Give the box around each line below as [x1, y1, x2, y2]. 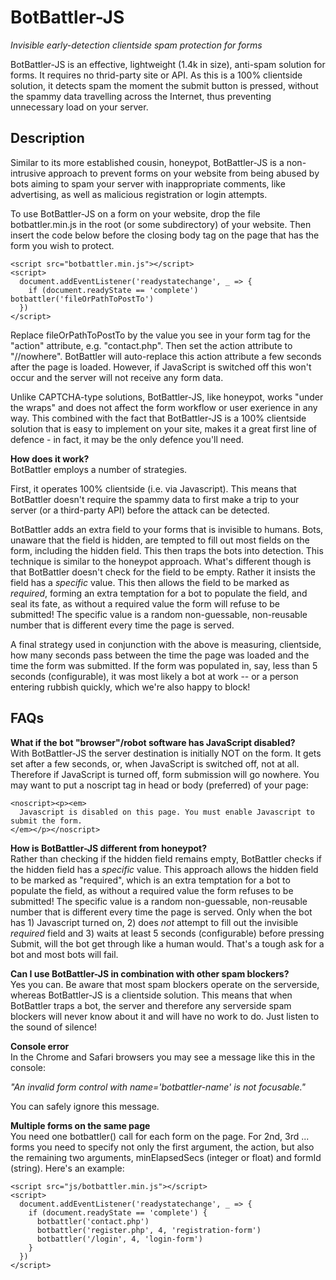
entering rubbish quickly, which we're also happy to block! [10, 681, 251, 693]
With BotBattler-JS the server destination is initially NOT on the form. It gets [10, 747, 322, 759]
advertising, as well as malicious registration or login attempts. [10, 188, 268, 200]
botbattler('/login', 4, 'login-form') [36, 1234, 203, 1244]
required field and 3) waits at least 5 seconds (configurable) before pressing [10, 927, 325, 939]
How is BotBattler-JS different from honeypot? [10, 842, 208, 854]
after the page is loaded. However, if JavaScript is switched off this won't [10, 361, 312, 373]
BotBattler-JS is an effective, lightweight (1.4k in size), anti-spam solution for [10, 58, 326, 70]
